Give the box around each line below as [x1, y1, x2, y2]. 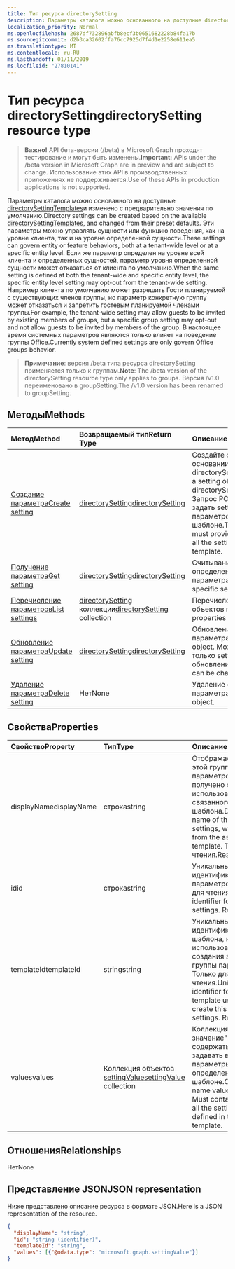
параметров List [10, 604, 64, 614]
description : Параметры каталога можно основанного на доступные [7, 17, 201, 24]
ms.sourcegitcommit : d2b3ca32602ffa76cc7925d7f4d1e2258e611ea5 [7, 36, 196, 43]
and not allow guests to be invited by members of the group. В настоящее [7, 323, 222, 331]
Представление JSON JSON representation [7, 1184, 201, 1195]
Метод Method [10, 434, 61, 444]
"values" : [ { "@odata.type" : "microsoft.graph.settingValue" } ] [13, 1249, 199, 1256]
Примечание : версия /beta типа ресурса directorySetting [24, 359, 196, 367]
